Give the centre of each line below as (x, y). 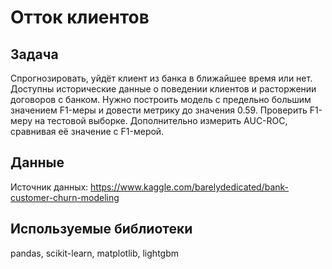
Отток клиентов (80, 17)
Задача (34, 54)
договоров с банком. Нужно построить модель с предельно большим (161, 99)
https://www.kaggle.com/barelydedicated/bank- (190, 187)
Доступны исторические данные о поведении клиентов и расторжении (163, 89)
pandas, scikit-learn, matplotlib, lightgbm (94, 253)
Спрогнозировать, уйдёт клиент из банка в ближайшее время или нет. (161, 78)
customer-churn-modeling (65, 197)
